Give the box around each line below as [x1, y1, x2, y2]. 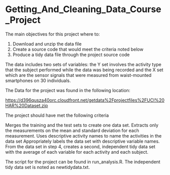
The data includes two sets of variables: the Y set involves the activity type [5, 61, 162, 67]
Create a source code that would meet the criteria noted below [12, 46, 144, 52]
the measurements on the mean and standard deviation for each [5, 127, 139, 134]
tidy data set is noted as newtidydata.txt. [5, 164, 90, 170]
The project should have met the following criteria [5, 112, 109, 118]
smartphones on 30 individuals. [5, 77, 71, 83]
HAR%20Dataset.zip [5, 102, 48, 108]
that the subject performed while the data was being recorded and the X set [5, 67, 163, 73]
